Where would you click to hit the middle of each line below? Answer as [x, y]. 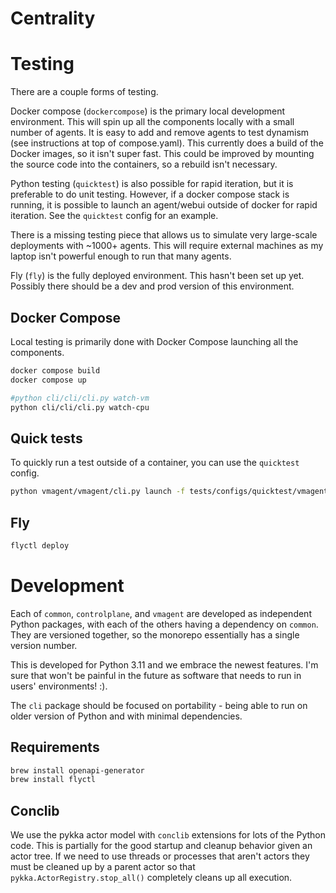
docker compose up [48, 380]
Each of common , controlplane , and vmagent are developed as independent [161, 613]
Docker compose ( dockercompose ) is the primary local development [148, 111]
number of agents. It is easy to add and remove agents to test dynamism [160, 133]
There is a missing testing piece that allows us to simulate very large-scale [164, 235]
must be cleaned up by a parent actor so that [103, 867]
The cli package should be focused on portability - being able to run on [159, 705]
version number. [44, 645]
